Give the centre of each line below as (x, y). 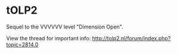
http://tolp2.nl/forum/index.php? (131, 38)
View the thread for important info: (49, 38)
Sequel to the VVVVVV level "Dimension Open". (65, 27)
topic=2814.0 (22, 45)
